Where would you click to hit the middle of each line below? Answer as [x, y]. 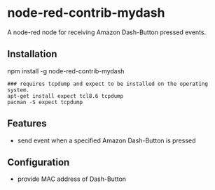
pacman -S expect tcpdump [45, 102]
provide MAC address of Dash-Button [72, 179]
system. [19, 90]
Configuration [39, 162]
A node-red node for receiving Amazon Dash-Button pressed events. [107, 32]
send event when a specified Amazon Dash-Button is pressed [106, 140]
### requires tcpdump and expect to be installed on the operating [108, 84]
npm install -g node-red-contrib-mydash [66, 71]
